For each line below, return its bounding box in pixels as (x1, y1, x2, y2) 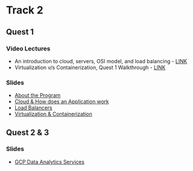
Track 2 (6, 4, 44, 17)
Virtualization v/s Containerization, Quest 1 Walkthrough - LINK (14, 64, 166, 71)
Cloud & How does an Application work (14, 98, 109, 105)
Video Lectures (6, 45, 51, 53)
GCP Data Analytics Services (14, 158, 85, 165)
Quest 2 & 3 (6, 127, 50, 138)
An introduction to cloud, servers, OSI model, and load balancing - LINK (14, 57, 187, 64)
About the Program (14, 92, 61, 99)
